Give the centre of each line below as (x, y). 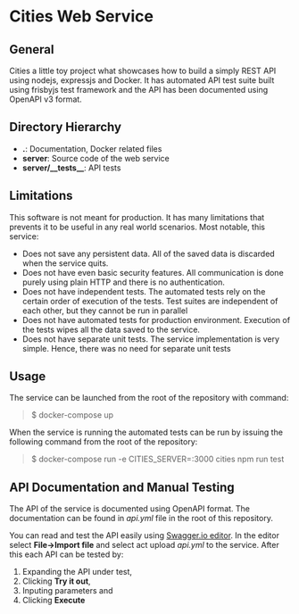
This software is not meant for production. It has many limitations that (137, 217)
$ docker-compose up (72, 415)
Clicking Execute (54, 601)
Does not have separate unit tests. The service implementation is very (150, 339)
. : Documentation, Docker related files (92, 148)
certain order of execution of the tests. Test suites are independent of (150, 301)
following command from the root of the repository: (104, 442)
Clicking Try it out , (56, 581)
